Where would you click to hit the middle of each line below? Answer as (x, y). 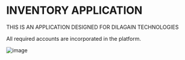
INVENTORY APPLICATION (74, 10)
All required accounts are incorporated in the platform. (74, 38)
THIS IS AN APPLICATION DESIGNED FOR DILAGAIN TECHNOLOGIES (92, 27)
